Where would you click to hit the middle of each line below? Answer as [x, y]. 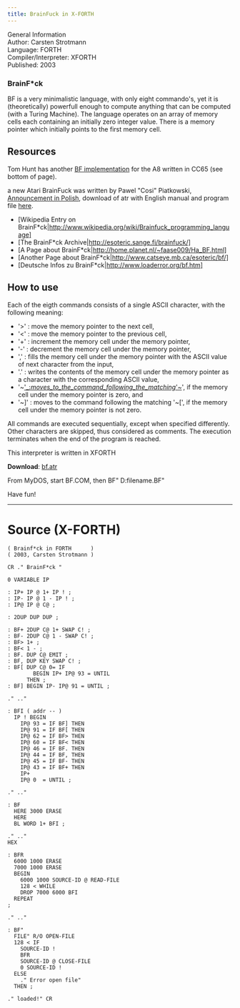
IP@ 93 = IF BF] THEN [52, 724]
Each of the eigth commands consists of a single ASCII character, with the [116, 305]
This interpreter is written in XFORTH [62, 453]
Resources [32, 152]
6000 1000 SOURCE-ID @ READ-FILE [70, 880]
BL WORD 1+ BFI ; [40, 824]
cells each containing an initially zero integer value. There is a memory [111, 122]
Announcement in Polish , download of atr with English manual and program [118, 198]
